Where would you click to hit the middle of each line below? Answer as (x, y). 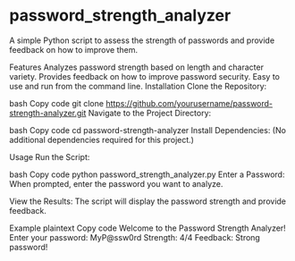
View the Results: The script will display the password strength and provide (148, 201)
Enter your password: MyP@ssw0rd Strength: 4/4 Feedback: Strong (135, 237)
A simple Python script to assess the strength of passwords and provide (142, 40)
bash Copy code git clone (57, 103)
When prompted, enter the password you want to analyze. (116, 183)
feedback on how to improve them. (74, 49)
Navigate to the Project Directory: (150, 113)
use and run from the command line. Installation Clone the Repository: (138, 86)
